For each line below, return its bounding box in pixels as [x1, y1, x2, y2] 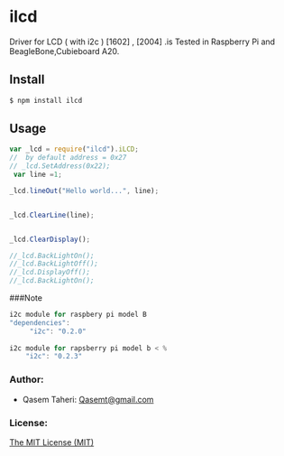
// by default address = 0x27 [9, 154, 127, 163]
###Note [9, 293, 43, 303]
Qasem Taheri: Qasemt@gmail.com [22, 394, 154, 405]
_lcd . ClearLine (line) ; [9, 210, 95, 219]
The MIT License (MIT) [9, 436, 95, 448]
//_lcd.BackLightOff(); [9, 259, 99, 268]
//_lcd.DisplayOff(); [9, 268, 91, 277]
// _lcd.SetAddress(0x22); [9, 162, 111, 171]
